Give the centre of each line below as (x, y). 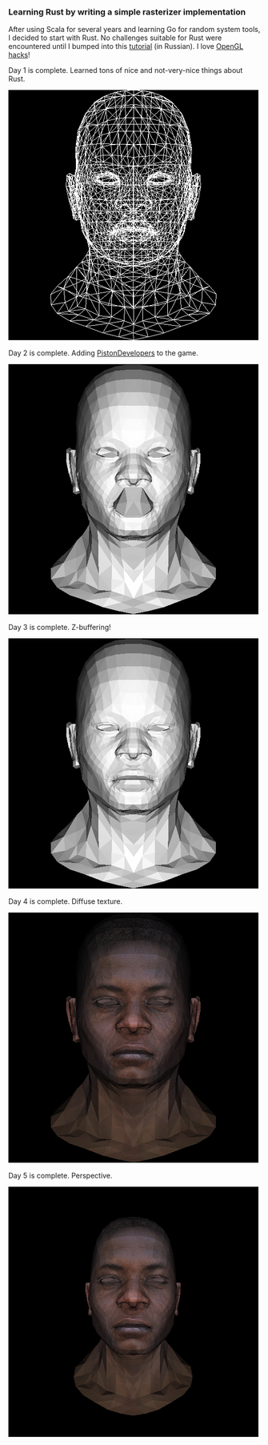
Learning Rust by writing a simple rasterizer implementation (127, 12)
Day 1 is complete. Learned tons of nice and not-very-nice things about (126, 70)
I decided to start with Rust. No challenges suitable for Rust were (115, 38)
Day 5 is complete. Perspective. (61, 1176)
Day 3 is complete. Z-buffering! (60, 628)
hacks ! (19, 55)
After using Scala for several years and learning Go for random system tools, (134, 30)
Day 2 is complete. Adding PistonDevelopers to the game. (103, 353)
